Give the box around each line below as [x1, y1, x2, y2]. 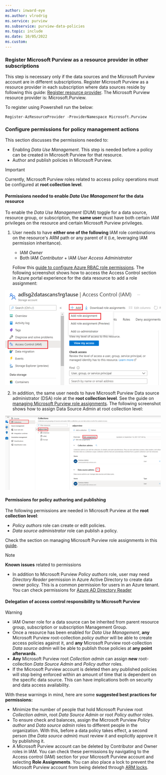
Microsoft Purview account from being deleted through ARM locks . [12, 765, 149, 771]
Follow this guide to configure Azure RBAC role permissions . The [12, 264, 144, 270]
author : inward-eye [5, 8, 45, 13]
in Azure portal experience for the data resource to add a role [12, 275, 137, 281]
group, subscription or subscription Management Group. [12, 624, 127, 630]
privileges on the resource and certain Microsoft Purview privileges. [5, 220, 143, 226]
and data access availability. [12, 682, 70, 688]
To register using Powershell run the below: [5, 104, 94, 110]
